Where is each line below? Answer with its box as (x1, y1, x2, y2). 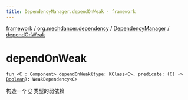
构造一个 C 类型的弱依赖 (6, 87, 65, 94)
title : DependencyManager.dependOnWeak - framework (6, 8, 136, 15)
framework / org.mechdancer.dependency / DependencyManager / (6, 25, 170, 32)
